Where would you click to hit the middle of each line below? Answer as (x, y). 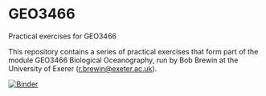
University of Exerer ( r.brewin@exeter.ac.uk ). (83, 68)
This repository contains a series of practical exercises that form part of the (133, 51)
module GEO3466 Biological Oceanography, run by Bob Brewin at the (123, 60)
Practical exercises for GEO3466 (63, 36)
